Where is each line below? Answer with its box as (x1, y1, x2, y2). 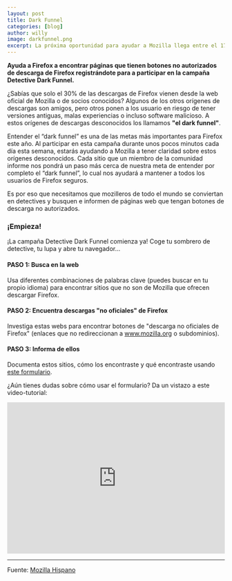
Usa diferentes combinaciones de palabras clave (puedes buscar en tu (7, 276, 209, 284)
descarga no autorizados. (7, 205, 80, 212)
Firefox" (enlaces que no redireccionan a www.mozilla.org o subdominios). (7, 329, 220, 338)
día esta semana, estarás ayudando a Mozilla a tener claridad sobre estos (7, 147, 217, 155)
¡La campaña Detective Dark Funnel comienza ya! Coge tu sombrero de (7, 237, 211, 246)
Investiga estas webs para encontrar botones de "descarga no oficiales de (7, 322, 220, 330)
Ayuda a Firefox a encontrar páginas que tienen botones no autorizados (7, 62, 217, 69)
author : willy (7, 29, 48, 37)
